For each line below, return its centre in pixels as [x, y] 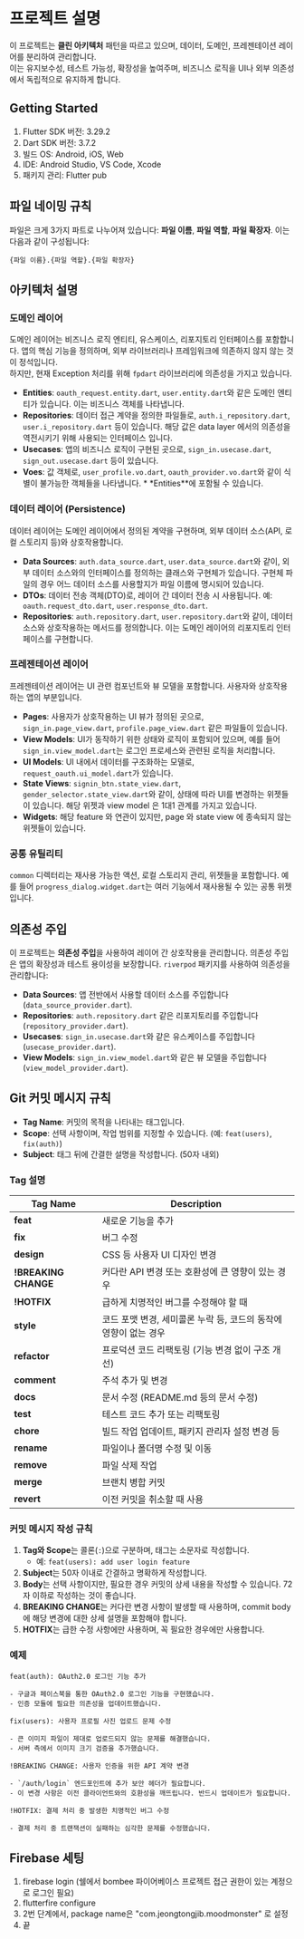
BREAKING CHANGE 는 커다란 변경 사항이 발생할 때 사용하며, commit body [157, 1607]
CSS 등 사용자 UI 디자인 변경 [159, 1255]
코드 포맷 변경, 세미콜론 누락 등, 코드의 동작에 [192, 1319]
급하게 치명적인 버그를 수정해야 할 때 [175, 1303]
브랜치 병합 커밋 [133, 1482]
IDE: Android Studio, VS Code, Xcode [92, 164]
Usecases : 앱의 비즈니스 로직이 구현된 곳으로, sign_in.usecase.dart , [147, 449]
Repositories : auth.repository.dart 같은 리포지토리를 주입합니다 [140, 1015]
